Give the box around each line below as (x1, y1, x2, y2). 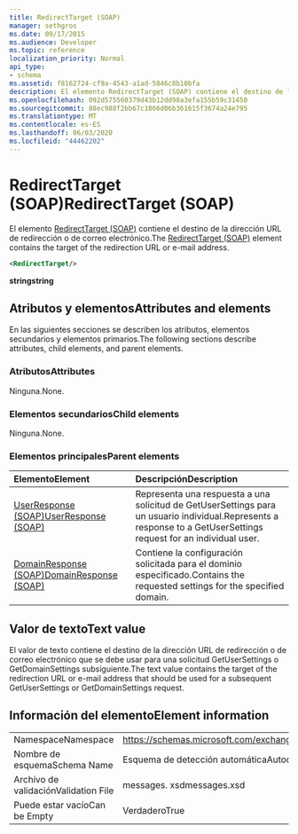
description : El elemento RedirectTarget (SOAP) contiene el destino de (9, 87, 284, 96)
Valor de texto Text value (9, 621, 146, 636)
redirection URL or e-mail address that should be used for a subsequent (9, 673, 272, 684)
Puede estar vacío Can (13, 799, 106, 811)
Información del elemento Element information (9, 708, 270, 723)
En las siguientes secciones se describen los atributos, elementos (9, 325, 250, 335)
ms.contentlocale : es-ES (9, 121, 101, 130)
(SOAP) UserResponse (13, 510, 106, 523)
